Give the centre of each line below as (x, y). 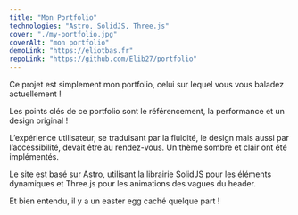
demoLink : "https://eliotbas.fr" (71, 51)
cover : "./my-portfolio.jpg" (63, 34)
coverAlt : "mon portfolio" (59, 42)
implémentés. (34, 157)
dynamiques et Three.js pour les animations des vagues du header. (133, 183)
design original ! (39, 120)
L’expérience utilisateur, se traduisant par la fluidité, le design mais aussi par (149, 138)
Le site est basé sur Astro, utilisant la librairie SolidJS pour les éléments (141, 174)
